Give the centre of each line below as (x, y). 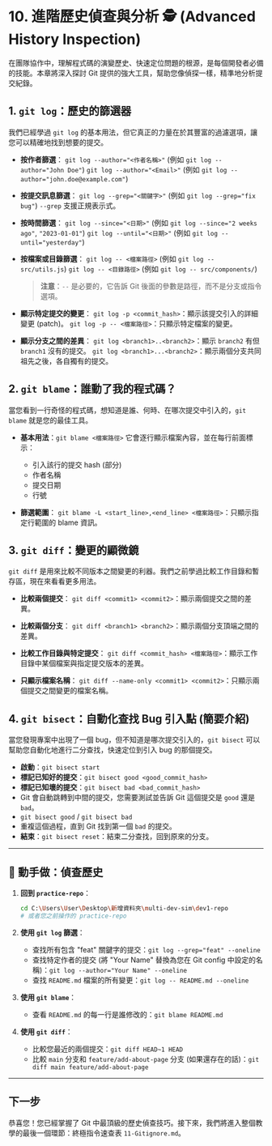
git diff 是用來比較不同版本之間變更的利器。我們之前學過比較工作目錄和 (130, 571)
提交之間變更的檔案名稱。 (70, 691)
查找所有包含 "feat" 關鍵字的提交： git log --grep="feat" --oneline (146, 949)
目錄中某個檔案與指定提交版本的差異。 (84, 663)
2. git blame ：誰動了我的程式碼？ (92, 389)
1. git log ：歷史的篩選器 (70, 111)
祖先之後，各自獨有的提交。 (66, 360)
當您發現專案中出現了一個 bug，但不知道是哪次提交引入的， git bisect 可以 (134, 740)
